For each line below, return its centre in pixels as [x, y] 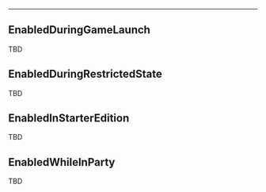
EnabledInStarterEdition [69, 119]
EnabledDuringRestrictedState [85, 74]
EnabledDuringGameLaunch [79, 30]
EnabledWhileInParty [62, 162]
